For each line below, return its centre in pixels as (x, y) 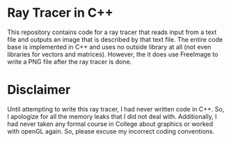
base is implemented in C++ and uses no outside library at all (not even (109, 47)
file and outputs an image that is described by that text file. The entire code (115, 39)
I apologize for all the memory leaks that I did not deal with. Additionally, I (112, 116)
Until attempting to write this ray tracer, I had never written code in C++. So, (116, 109)
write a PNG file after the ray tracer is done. (70, 61)
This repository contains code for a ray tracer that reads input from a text (112, 32)
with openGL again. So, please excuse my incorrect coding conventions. (111, 131)
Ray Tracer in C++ (60, 13)
